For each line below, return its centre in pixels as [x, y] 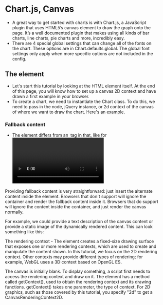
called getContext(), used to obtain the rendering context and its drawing [78, 282]
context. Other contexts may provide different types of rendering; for [74, 257]
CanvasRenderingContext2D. [34, 297]
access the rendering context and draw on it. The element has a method [77, 277]
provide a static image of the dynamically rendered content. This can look [79, 227]
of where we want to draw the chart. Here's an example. [68, 112]
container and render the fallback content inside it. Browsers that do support [82, 202]
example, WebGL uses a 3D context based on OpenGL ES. [63, 262]
